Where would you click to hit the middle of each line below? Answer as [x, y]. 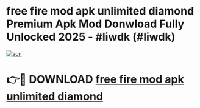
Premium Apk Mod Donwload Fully [95, 24]
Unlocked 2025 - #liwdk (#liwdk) [91, 37]
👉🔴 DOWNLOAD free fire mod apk [95, 79]
